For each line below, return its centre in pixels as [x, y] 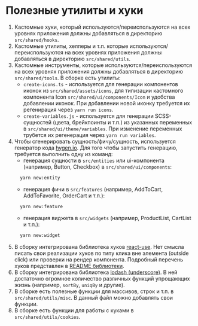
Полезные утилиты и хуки [74, 10]
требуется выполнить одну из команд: [63, 154]
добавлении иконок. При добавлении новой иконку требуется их [106, 103]
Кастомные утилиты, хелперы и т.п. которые [71, 46]
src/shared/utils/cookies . [47, 316]
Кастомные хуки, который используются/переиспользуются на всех [102, 27]
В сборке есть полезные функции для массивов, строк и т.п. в [94, 291]
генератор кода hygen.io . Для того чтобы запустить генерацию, [96, 148]
